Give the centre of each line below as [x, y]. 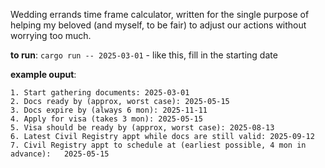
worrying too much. [51, 35]
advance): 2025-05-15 [60, 154]
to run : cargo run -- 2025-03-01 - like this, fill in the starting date [144, 55]
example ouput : [43, 74]
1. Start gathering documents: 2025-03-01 [100, 93]
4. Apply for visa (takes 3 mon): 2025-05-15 [106, 119]
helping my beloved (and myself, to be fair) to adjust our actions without [158, 25]
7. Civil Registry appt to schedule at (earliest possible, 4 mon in [158, 145]
